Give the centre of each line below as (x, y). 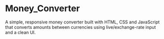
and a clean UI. (20, 32)
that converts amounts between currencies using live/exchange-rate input (81, 27)
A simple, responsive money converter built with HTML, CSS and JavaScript (82, 22)
